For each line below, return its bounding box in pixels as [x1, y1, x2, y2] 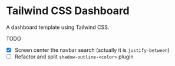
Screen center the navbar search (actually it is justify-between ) [14, 46, 170, 54]
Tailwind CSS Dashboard [6, 4, 130, 18]
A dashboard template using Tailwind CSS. [6, 24, 110, 31]
